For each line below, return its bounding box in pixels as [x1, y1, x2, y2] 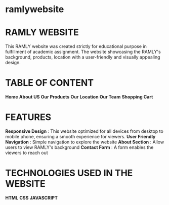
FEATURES [5, 112, 52, 123]
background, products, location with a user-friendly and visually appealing [5, 54, 160, 60]
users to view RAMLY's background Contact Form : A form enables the [5, 144, 154, 150]
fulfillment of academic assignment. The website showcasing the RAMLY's [5, 49, 161, 55]
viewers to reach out [5, 150, 48, 156]
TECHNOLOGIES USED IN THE [5, 168, 133, 179]
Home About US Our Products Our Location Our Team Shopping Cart [5, 94, 153, 100]
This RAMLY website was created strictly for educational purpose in [5, 43, 147, 49]
